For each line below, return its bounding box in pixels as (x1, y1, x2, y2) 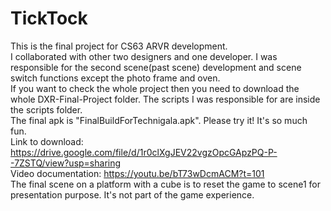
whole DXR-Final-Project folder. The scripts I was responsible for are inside (10, 93, 321, 105)
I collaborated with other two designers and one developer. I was (10, 50, 278, 62)
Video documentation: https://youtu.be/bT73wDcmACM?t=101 (10, 167, 265, 179)
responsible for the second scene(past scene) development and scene (10, 61, 302, 73)
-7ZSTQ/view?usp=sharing (10, 157, 122, 169)
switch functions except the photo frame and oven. (10, 72, 221, 84)
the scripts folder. (10, 103, 83, 116)
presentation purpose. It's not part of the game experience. (10, 188, 255, 201)
